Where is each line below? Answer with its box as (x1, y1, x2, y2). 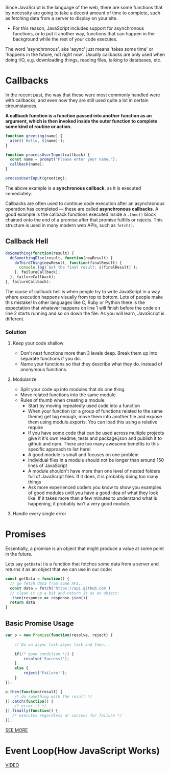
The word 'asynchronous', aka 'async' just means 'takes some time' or (5, 46, 154, 52)
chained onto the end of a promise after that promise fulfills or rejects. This (5, 216, 163, 222)
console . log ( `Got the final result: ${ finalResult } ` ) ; (18, 265, 138, 270)
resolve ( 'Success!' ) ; (23, 656, 70, 661)
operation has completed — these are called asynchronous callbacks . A (5, 206, 159, 212)
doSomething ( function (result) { (5, 251, 74, 256)
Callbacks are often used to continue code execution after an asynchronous (5, 200, 165, 207)
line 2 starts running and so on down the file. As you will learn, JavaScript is (5, 310, 165, 316)
